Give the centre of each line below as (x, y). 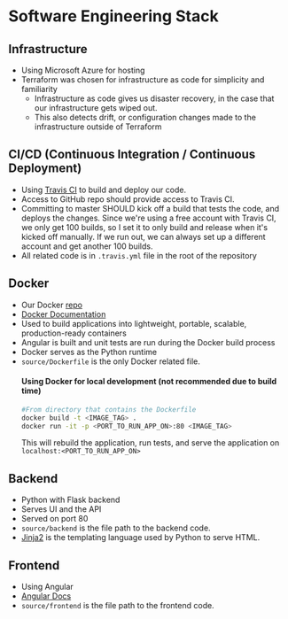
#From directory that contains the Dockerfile (109, 409)
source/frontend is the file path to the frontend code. (117, 606)
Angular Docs (46, 596)
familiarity (39, 89)
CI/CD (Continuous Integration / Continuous (132, 155)
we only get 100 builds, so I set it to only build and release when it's (144, 227)
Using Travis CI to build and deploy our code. (104, 190)
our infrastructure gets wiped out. (96, 108)
